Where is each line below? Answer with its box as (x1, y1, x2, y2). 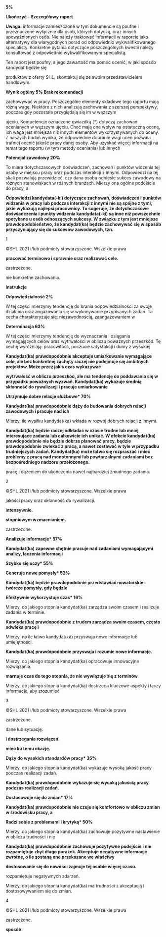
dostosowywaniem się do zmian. (5, 888, 72, 894)
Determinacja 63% (5, 324, 45, 329)
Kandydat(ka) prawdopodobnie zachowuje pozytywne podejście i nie (5, 843, 152, 849)
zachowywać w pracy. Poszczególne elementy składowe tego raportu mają (5, 99, 159, 105)
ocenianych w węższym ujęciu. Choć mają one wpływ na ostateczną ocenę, (5, 124, 161, 130)
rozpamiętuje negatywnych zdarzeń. (5, 873, 80, 879)
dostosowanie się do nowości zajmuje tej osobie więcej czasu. (5, 864, 137, 869)
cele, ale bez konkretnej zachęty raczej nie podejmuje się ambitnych (5, 359, 149, 364)
